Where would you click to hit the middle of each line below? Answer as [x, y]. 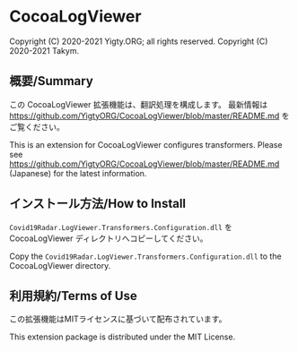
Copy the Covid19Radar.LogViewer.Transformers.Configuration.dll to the [145, 256]
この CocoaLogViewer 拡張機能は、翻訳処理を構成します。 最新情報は [138, 104]
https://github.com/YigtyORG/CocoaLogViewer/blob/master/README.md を [149, 116]
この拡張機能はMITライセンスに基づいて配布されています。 [118, 319]
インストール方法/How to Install [98, 204]
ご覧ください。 [37, 126]
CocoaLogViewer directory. [60, 265]
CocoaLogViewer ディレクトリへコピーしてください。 [109, 238]
